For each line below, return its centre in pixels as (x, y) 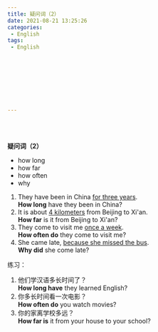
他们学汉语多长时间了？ (52, 280)
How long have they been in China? (70, 205)
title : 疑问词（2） (33, 14)
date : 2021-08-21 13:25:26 (47, 21)
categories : (25, 27)
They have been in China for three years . (78, 197)
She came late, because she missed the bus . (83, 242)
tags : (15, 41)
